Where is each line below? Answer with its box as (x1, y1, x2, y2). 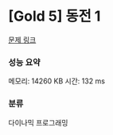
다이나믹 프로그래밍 (8, 118, 68, 127)
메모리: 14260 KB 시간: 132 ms (8, 76, 106, 86)
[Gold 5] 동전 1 (8, 7, 101, 25)
